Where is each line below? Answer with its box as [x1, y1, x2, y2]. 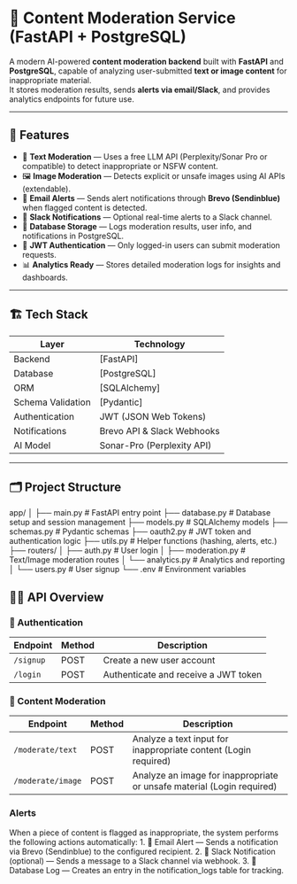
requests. [21, 249, 57, 260]
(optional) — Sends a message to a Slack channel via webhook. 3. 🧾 [9, 855, 257, 866]
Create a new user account [103, 655, 216, 667]
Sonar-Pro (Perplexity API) [99, 438, 212, 451]
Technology [133, 337, 186, 350]
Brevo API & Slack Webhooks [99, 424, 220, 437]
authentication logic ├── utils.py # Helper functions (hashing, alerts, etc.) [9, 536, 278, 547]
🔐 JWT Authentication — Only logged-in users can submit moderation [21, 239, 281, 251]
